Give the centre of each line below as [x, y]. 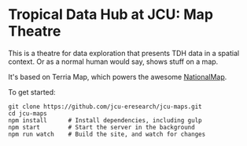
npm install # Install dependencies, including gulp [105, 120]
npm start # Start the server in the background [101, 127]
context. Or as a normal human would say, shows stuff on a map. [113, 62]
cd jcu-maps [28, 113]
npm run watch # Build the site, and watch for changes [107, 134]
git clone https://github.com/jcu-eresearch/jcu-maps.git [105, 107]
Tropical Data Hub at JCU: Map [111, 15]
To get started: [32, 92]
